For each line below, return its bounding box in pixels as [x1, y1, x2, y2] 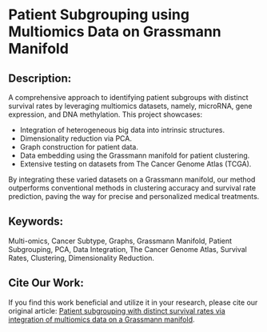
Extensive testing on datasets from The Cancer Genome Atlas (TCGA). [19, 159, 252, 169]
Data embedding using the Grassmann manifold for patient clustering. [19, 150, 250, 160]
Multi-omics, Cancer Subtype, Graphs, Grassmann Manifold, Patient [8, 236, 233, 246]
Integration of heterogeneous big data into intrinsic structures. [19, 126, 225, 134]
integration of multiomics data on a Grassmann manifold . [8, 314, 195, 324]
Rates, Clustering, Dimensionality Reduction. [8, 253, 154, 262]
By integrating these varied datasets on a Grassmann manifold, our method [8, 174, 256, 184]
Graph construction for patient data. [19, 142, 138, 151]
